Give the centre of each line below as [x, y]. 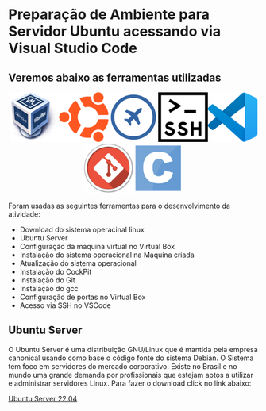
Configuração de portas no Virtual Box [83, 297]
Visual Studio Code [73, 48]
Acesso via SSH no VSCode [65, 305]
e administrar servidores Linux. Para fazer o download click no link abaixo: [130, 383]
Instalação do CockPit [56, 272]
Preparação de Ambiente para [109, 15]
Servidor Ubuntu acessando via [114, 31]
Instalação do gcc [49, 288]
